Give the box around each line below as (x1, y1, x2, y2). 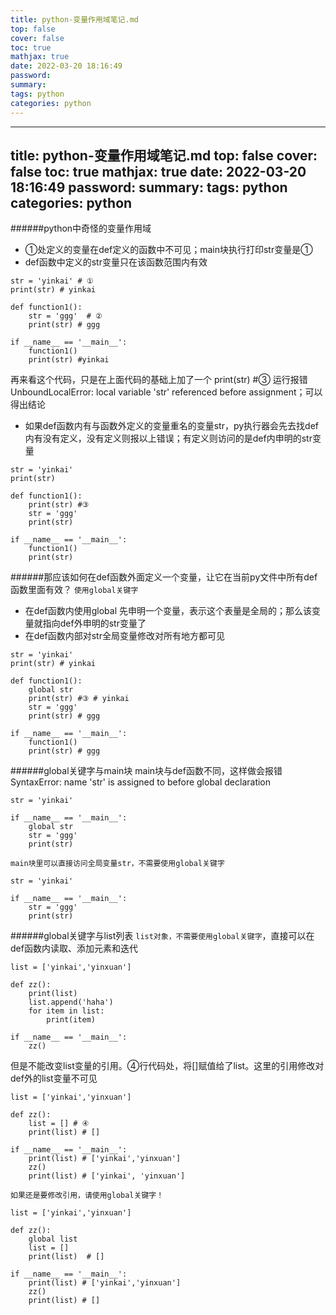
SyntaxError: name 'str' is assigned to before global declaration (10, 776, 272, 788)
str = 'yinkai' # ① (10, 276, 94, 286)
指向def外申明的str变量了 (42, 617, 147, 630)
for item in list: (28, 1006, 105, 1016)
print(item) (46, 1015, 97, 1025)
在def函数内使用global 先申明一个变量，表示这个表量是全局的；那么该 (24, 605, 312, 617)
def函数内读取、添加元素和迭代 (10, 942, 138, 955)
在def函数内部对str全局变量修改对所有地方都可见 (24, 630, 225, 642)
